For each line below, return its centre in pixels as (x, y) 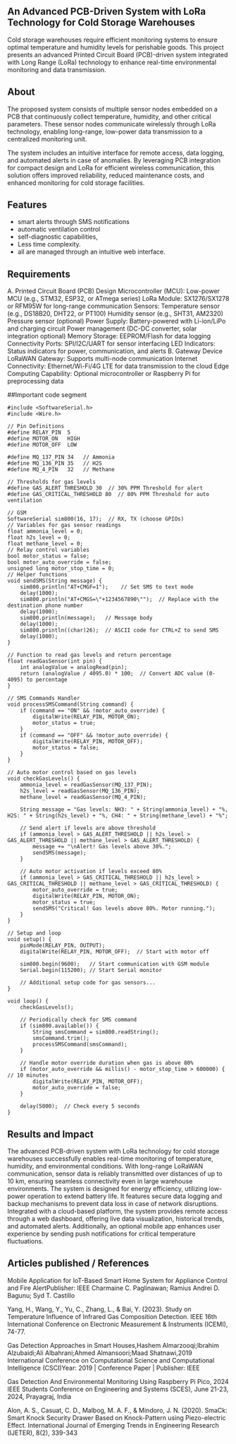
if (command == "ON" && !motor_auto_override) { (93, 711)
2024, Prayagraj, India (39, 1396)
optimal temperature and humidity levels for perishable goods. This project (116, 47)
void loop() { (28, 1001)
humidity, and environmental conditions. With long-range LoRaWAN (105, 1166)
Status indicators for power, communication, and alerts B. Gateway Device (115, 351)
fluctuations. (25, 1241)
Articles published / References (78, 1263)
